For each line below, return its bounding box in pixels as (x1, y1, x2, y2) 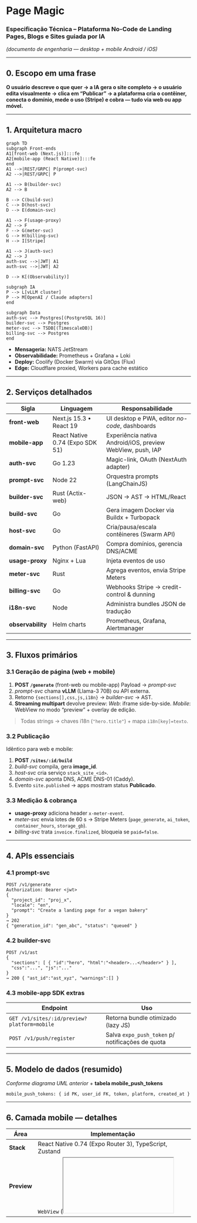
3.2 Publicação (6, 732, 50, 740)
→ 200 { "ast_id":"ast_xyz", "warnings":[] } (6, 975, 119, 981)
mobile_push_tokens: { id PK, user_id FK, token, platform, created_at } (6, 1091, 191, 1097)
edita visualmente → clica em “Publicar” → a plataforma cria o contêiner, (6, 90, 187, 97)
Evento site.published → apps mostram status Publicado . (14, 781, 157, 788)
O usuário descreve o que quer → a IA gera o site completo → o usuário (6, 84, 182, 91)
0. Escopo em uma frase (6, 68, 96, 78)
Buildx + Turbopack (106, 513, 160, 521)
